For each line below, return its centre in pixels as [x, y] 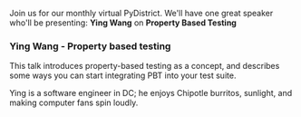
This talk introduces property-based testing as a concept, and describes [145, 66]
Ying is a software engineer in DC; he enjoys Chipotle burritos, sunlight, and [151, 93]
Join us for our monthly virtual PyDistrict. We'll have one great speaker [141, 13]
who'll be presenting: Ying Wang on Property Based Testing [123, 23]
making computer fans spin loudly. [74, 102]
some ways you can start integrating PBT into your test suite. [123, 75]
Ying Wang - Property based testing [90, 46]
